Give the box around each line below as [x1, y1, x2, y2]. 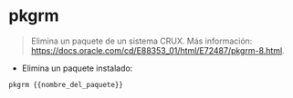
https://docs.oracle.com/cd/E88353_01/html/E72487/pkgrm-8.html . [30, 44, 285, 55]
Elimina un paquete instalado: [21, 63, 133, 73]
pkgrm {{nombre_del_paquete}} [8, 80, 124, 89]
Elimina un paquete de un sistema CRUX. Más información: [30, 35, 253, 46]
